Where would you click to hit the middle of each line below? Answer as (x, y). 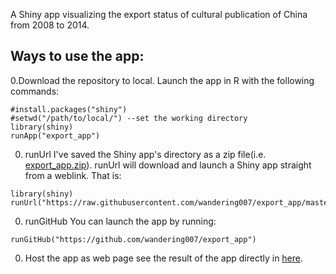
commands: (35, 91)
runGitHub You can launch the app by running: (120, 221)
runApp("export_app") (55, 135)
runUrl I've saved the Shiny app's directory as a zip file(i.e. (145, 154)
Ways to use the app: (77, 56)
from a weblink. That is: (73, 175)
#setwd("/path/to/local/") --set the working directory (129, 118)
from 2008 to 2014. (50, 25)
